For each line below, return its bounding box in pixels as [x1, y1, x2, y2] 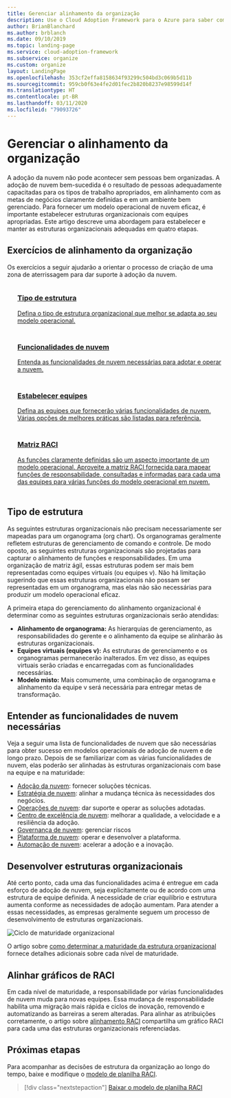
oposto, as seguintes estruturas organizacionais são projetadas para [7, 546, 201, 555]
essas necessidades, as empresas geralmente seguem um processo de [7, 908, 210, 917]
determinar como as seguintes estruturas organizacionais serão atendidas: [7, 611, 219, 619]
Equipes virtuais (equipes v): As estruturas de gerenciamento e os [16, 646, 208, 655]
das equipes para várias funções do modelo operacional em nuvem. [16, 477, 210, 486]
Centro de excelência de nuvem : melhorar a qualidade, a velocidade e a [16, 811, 221, 820]
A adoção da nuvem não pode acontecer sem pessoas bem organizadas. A [7, 173, 220, 181]
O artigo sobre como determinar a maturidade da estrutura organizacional [7, 942, 217, 950]
